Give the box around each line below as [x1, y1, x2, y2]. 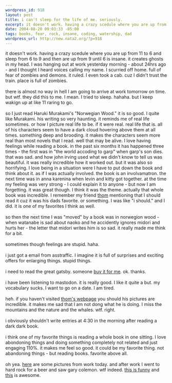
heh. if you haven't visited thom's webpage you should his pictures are [5, 296, 155, 302]
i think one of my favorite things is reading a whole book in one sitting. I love [5, 334, 166, 340]
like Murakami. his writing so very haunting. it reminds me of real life [5, 116, 150, 122]
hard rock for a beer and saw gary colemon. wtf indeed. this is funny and [5, 367, 160, 373]
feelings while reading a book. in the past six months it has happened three [5, 143, 164, 149]
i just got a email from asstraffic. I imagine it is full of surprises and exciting [5, 252, 164, 258]
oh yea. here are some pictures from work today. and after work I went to [5, 361, 160, 367]
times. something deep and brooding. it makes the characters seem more [5, 132, 161, 138]
